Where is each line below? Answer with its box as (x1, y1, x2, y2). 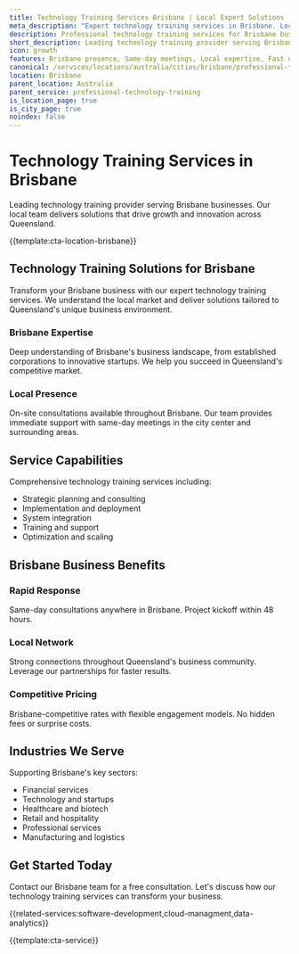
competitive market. (9, 366, 83, 376)
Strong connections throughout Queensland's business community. (9, 656, 256, 667)
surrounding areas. (9, 427, 79, 438)
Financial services (21, 785, 89, 795)
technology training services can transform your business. (9, 891, 223, 901)
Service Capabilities (9, 452, 124, 468)
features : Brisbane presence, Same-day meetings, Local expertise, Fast (9, 54, 285, 63)
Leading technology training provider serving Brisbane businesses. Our (9, 200, 271, 210)
